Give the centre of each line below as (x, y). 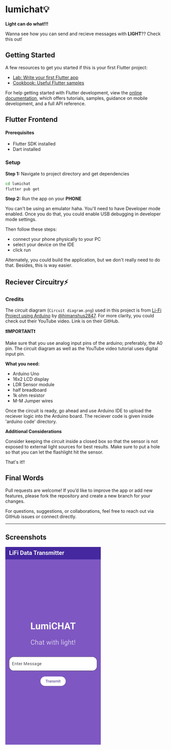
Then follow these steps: (31, 229)
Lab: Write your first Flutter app (46, 77)
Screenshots (26, 537)
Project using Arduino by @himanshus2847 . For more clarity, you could (80, 316)
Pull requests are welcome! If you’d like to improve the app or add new (79, 490)
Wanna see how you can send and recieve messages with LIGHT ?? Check (83, 34)
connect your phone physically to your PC (56, 239)
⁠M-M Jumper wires (33, 401)
